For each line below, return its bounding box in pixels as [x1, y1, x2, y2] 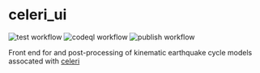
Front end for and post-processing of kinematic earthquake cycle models [8, 47, 253, 57]
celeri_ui [8, 6, 67, 24]
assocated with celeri [8, 56, 80, 66]
